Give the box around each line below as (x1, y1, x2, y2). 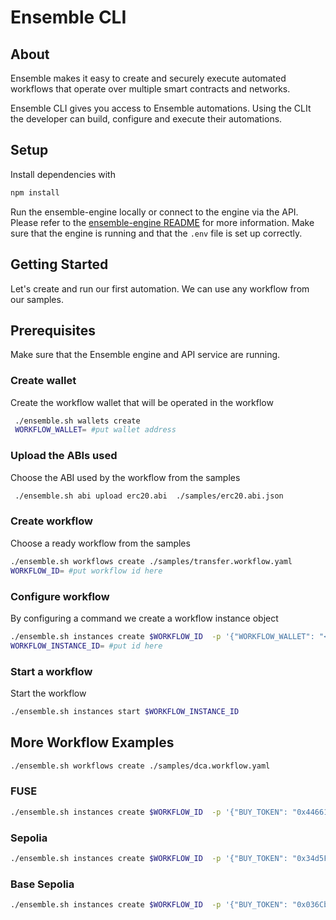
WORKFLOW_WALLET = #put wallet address (14, 425, 177, 435)
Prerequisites (10, 322, 96, 339)
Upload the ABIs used (10, 449, 118, 463)
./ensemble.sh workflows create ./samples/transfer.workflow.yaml (10, 556, 293, 566)
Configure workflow (10, 589, 110, 603)
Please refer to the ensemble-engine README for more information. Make (10, 216, 315, 228)
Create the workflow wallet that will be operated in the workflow (10, 396, 274, 408)
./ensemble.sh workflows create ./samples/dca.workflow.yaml (10, 761, 271, 771)
